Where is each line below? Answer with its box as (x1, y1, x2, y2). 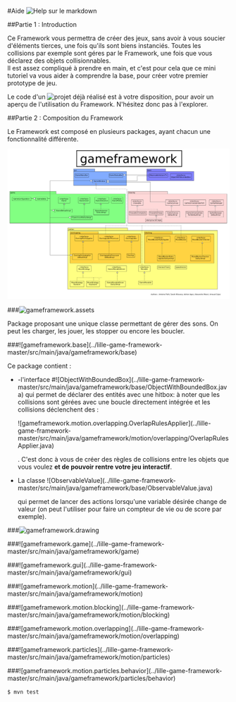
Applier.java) (17, 441, 54, 450)
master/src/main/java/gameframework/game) (7, 547, 139, 556)
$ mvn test (7, 689, 39, 696)
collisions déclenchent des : (17, 405, 99, 414)
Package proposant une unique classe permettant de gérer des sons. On (7, 319, 218, 328)
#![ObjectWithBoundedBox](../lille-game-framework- (51, 376, 205, 384)
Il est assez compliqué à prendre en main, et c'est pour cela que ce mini (7, 64, 216, 72)
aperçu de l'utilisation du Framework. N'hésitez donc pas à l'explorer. (7, 100, 209, 109)
